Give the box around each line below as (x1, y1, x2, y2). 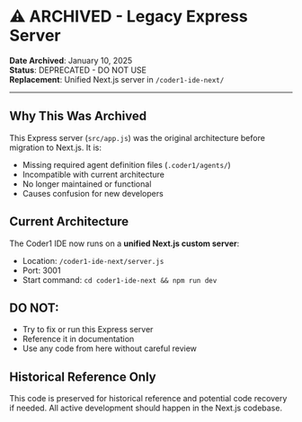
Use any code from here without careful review (22, 343, 198, 354)
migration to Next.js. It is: (9, 142, 102, 153)
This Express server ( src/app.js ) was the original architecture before (9, 132, 265, 143)
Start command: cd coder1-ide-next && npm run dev (22, 274, 218, 285)
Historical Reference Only (9, 369, 156, 384)
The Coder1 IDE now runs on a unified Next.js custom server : (9, 238, 240, 249)
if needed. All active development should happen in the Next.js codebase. (9, 402, 283, 414)
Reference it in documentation (22, 334, 135, 345)
